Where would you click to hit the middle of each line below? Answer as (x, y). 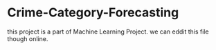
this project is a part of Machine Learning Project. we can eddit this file (108, 32)
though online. (28, 38)
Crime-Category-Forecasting (93, 13)
